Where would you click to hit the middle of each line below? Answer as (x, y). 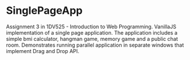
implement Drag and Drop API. (43, 51)
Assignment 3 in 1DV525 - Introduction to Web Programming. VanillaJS (91, 27)
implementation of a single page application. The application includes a (92, 32)
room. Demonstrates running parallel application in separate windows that (95, 45)
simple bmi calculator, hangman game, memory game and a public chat (92, 39)
